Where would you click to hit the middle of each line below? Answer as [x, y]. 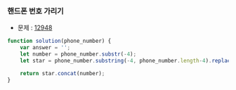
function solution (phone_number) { [59, 41]
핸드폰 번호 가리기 [36, 11]
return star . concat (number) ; [63, 73]
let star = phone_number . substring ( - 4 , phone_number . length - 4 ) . [116, 60]
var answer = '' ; [45, 48]
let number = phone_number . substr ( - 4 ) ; [78, 54]
